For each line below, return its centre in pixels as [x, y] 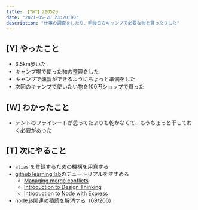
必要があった [36, 130]
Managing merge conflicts [56, 181]
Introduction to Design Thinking [63, 187]
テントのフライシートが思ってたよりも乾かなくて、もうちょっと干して [101, 123]
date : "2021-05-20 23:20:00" [42, 17]
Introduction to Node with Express [66, 193]
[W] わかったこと [38, 107]
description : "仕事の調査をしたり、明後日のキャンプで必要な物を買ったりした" [93, 23]
